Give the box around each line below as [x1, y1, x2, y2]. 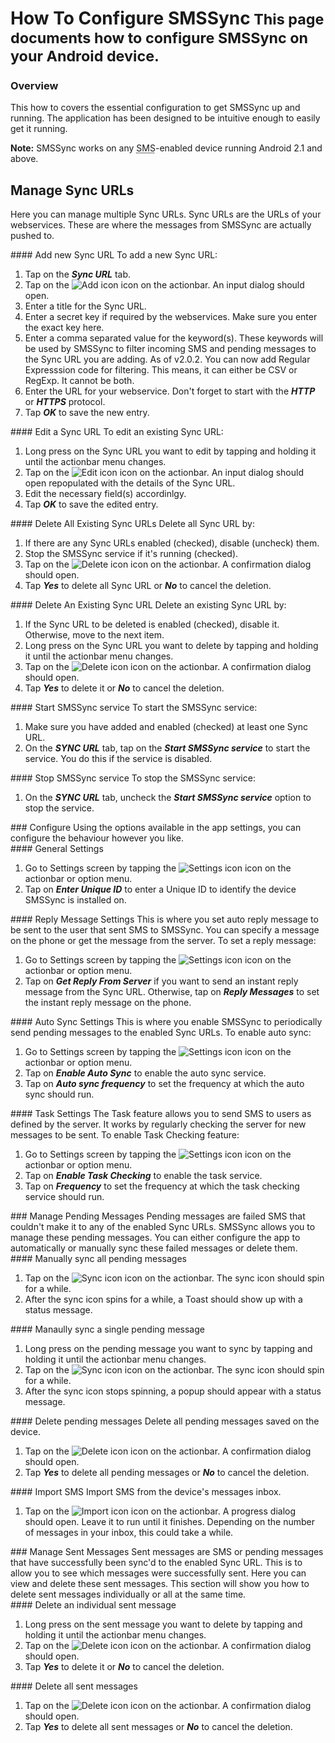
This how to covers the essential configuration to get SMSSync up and [10, 102, 301, 114]
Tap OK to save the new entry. [24, 407, 150, 419]
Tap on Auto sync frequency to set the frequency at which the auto [24, 1078, 305, 1090]
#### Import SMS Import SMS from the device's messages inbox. [10, 1486, 282, 1498]
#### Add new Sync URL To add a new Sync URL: [10, 249, 218, 261]
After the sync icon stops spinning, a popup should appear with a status [24, 1385, 322, 1397]
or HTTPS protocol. [24, 396, 106, 408]
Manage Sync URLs [10, 182, 135, 199]
